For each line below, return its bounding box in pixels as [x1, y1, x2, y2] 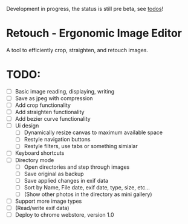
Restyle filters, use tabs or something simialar [24, 143, 138, 150]
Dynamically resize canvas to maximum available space [24, 129, 163, 136]
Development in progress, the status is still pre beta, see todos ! [6, 5, 164, 12]
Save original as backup [24, 170, 84, 177]
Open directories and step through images [24, 163, 130, 171]
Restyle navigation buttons [24, 136, 91, 143]
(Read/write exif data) [15, 204, 70, 211]
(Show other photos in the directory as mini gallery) [24, 191, 152, 198]
